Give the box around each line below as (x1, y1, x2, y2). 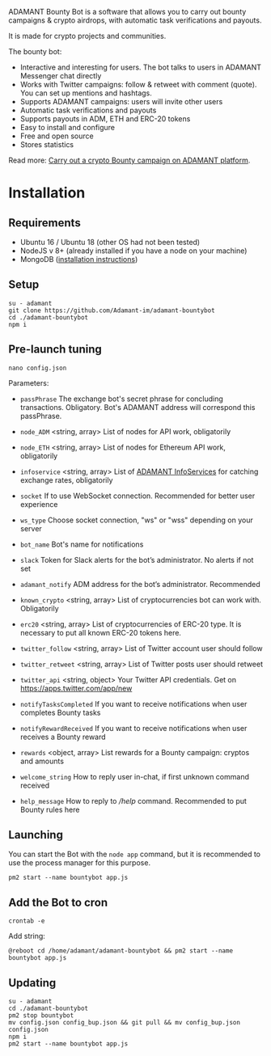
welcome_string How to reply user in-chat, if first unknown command (19, 771, 249, 781)
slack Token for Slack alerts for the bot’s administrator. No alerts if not (19, 555, 254, 564)
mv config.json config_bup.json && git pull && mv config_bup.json (8, 1019, 241, 1027)
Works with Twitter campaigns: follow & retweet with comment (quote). (19, 80, 257, 89)
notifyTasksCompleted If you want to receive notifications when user (19, 699, 248, 708)
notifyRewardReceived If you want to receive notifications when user (19, 723, 248, 733)
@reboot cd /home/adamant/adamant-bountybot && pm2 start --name (8, 947, 233, 955)
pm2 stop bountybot (8, 1012, 74, 1020)
